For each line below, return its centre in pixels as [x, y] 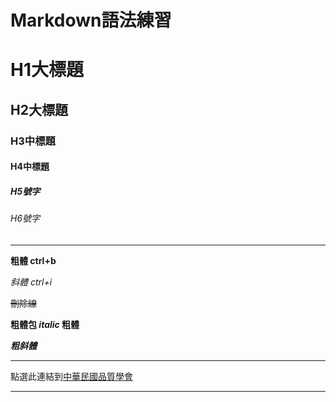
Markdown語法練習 [91, 20]
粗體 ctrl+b [33, 260]
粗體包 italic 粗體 [45, 324]
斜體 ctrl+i [31, 282]
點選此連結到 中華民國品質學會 [71, 376]
